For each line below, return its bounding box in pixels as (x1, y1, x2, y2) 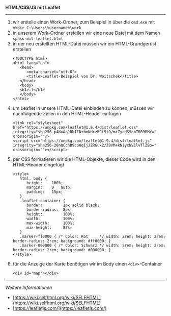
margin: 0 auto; (26, 185, 72, 190)
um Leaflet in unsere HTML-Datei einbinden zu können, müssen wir (12, 105, 154, 111)
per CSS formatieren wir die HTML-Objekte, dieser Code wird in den (12, 156, 156, 162)
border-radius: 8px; (26, 207, 72, 212)
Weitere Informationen (5, 284, 52, 290)
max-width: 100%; (26, 221, 75, 226)
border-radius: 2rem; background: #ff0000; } (12, 238, 111, 244)
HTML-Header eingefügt (12, 162, 65, 167)
